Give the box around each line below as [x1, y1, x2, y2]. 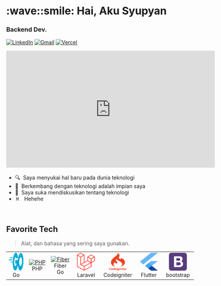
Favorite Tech [6, 224, 58, 234]
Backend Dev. [6, 26, 48, 34]
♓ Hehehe [14, 195, 43, 203]
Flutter [141, 272, 157, 279]
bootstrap [166, 272, 190, 279]
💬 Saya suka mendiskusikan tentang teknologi [14, 189, 129, 196]
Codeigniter [103, 272, 132, 279]
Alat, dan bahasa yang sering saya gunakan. [20, 240, 130, 247]
